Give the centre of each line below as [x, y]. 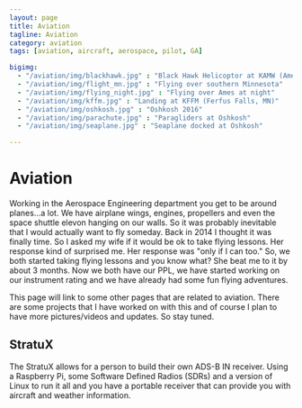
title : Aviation [40, 26]
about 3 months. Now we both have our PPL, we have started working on [145, 270]
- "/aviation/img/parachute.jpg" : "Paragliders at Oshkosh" [134, 118]
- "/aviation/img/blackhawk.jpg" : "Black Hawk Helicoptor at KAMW [147, 76]
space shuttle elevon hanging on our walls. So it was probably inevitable [143, 222]
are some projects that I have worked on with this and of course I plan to [143, 307]
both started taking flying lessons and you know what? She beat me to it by [149, 261]
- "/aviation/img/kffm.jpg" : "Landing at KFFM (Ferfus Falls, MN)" [148, 101]
